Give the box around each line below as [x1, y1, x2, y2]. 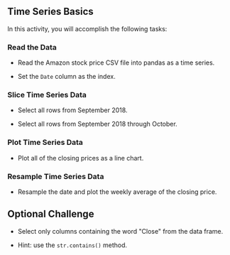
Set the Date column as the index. [17, 72, 116, 81]
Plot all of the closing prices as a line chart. [17, 153, 144, 162]
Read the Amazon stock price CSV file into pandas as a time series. [17, 58, 215, 67]
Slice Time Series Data [7, 90, 87, 100]
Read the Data [7, 42, 57, 52]
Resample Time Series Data [7, 171, 104, 181]
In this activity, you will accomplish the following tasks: [7, 24, 168, 33]
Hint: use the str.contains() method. [17, 241, 128, 249]
